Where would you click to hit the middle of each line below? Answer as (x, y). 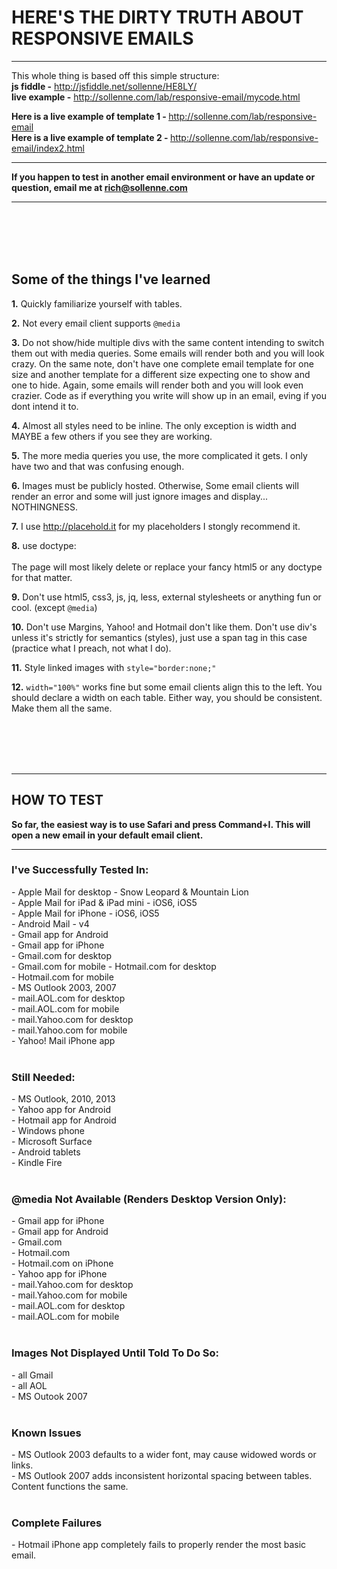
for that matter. (42, 577)
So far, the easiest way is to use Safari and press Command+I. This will (161, 824)
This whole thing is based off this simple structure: (115, 75)
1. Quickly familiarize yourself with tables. (97, 303)
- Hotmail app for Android (64, 1120)
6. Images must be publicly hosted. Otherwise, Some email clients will (155, 485)
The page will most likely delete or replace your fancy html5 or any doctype (167, 567)
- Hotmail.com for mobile (62, 977)
